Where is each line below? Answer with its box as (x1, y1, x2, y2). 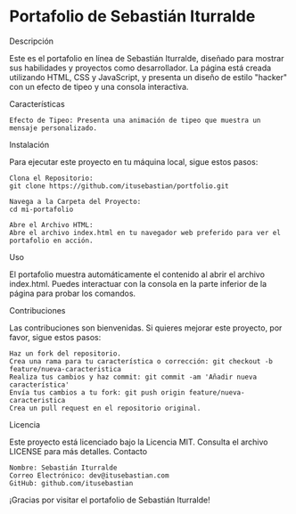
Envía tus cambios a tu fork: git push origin (9, 388, 185, 397)
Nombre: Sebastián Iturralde (9, 463, 118, 472)
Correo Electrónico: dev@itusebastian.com (9, 470, 169, 480)
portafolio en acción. (9, 236, 94, 245)
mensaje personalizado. (9, 123, 98, 133)
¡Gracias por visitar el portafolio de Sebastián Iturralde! (9, 494, 211, 505)
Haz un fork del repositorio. (9, 349, 122, 358)
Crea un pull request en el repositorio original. (9, 404, 201, 412)
